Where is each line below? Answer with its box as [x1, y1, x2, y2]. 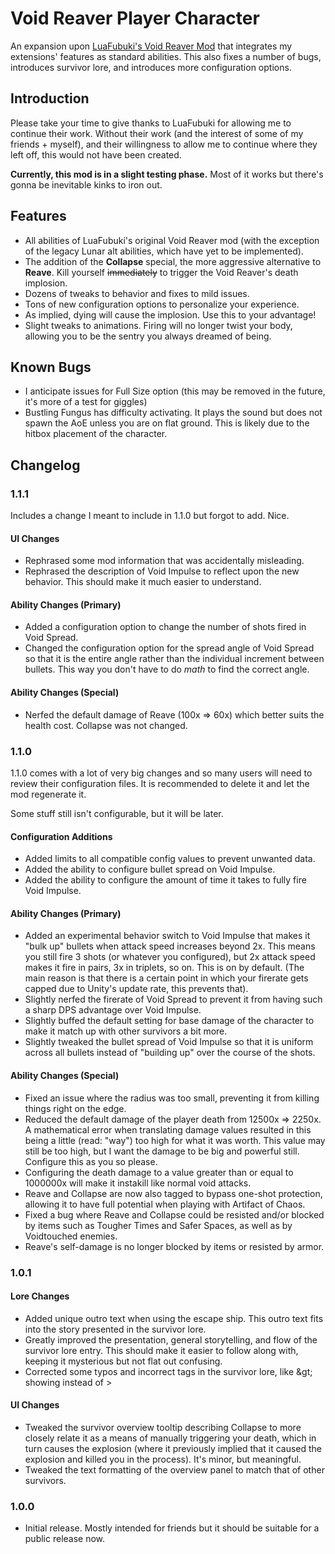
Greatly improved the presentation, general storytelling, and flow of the [24, 1333, 318, 1346]
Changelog [10, 457, 81, 474]
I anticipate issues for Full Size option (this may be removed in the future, [24, 385, 326, 397]
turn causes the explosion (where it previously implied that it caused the [24, 1442, 323, 1454]
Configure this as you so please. [24, 1155, 158, 1167]
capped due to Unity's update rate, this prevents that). [24, 983, 249, 995]
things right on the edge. [24, 1102, 127, 1114]
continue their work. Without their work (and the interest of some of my [10, 127, 304, 139]
